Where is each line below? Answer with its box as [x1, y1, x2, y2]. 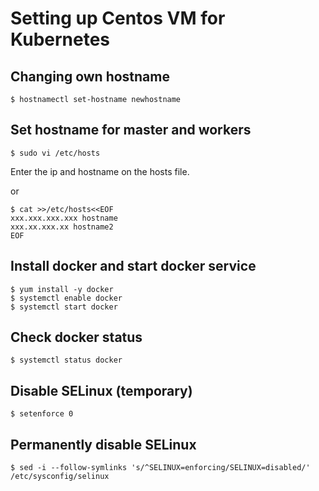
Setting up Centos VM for [10, 7, 226, 30]
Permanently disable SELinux [10, 436, 197, 453]
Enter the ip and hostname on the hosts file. [10, 165, 190, 177]
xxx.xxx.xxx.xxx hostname [10, 213, 118, 223]
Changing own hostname [10, 68, 170, 85]
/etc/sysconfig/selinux [10, 472, 110, 482]
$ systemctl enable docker [10, 293, 123, 303]
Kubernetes [10, 28, 111, 51]
